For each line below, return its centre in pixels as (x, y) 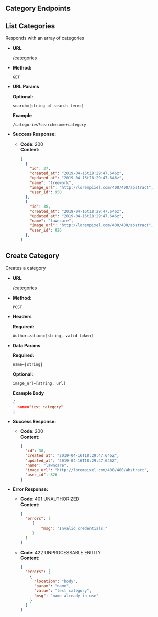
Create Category (32, 256)
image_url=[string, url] (39, 383)
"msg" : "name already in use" (66, 596)
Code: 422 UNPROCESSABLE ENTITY (61, 552)
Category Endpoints (38, 8)
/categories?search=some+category (49, 125)
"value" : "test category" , (63, 591)
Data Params (27, 345)
